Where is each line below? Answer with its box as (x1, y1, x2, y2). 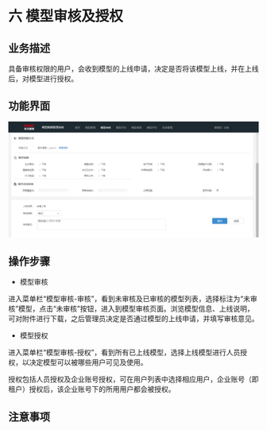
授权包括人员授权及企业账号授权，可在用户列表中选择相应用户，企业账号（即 (8, 374, 259, 384)
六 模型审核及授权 (8, 7, 123, 25)
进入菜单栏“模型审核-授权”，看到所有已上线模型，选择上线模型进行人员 (8, 347, 241, 358)
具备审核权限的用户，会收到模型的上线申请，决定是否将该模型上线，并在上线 (8, 64, 259, 73)
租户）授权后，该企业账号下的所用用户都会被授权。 (8, 385, 176, 394)
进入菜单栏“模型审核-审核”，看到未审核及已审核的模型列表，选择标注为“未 (8, 294, 250, 304)
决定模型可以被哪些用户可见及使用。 (29, 358, 148, 367)
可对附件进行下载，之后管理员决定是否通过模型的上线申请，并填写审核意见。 (8, 314, 259, 323)
